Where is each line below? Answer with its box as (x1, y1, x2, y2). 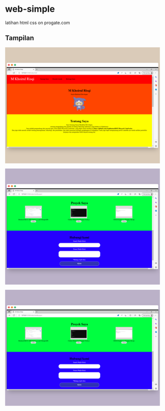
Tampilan (5, 34, 34, 42)
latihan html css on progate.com (5, 20, 70, 26)
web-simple (5, 3, 55, 15)
